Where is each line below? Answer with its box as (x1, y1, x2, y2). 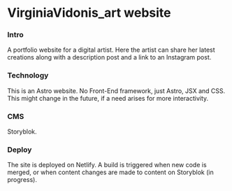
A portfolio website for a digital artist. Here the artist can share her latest (7, 45, 215, 54)
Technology (7, 71, 49, 80)
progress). (7, 176, 37, 184)
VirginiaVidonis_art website (7, 5, 171, 21)
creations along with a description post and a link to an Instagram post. (7, 53, 212, 62)
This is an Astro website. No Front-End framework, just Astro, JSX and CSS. (7, 86, 226, 95)
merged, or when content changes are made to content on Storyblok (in (7, 168, 215, 176)
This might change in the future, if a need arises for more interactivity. (7, 94, 209, 102)
